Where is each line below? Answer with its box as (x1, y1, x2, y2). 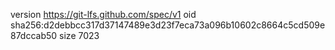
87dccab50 (10, 30, 58, 41)
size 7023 (59, 30, 100, 41)
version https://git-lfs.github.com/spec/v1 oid (10, 9, 197, 20)
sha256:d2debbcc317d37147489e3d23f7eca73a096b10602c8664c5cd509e (10, 19, 326, 31)
